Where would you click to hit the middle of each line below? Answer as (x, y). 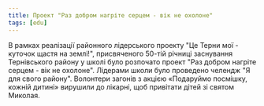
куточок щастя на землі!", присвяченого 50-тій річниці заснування (121, 53)
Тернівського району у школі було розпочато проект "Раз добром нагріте (132, 62)
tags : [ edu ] (28, 23)
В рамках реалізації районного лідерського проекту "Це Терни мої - (123, 45)
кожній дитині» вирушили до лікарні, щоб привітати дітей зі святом (121, 86)
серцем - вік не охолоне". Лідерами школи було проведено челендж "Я (129, 70)
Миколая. (24, 95)
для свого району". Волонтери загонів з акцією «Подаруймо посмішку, (128, 79)
